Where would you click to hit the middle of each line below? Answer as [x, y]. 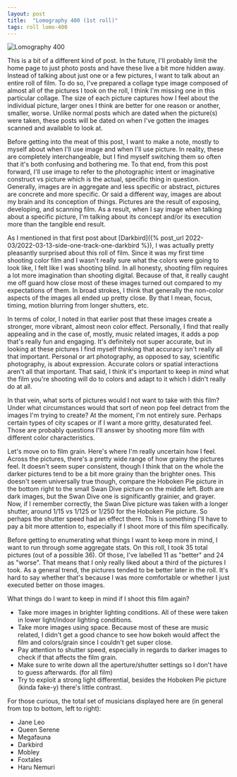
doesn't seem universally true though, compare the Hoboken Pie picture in [115, 481]
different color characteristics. [51, 438]
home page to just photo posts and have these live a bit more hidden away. [116, 68]
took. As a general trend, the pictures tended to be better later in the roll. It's [118, 570]
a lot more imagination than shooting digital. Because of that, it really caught [118, 275]
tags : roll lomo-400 [38, 27]
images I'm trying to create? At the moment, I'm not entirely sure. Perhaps [115, 415]
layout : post [26, 14]
